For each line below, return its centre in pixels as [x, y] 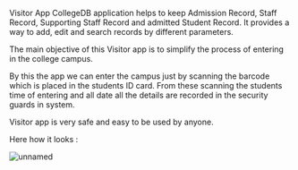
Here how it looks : [44, 139]
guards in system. [42, 105]
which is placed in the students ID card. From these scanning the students [146, 85]
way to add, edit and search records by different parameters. [122, 32]
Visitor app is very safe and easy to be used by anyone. [111, 122]
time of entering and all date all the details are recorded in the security [139, 95]
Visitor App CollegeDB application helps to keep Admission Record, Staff [143, 13]
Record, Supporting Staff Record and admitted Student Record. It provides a [149, 22]
